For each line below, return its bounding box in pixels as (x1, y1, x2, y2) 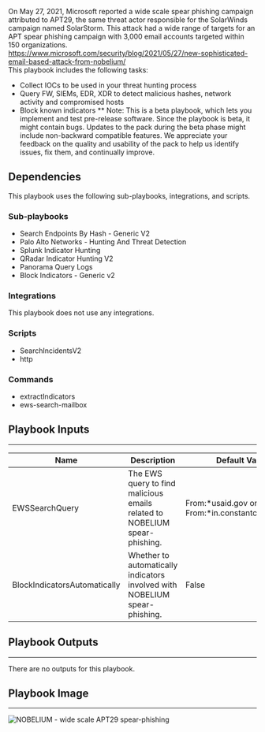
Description (130, 455, 176, 466)
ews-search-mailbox (19, 400, 88, 409)
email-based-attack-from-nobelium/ (8, 57, 126, 66)
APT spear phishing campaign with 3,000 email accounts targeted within (8, 32, 244, 41)
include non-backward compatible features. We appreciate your (19, 131, 228, 140)
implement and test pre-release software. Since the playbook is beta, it (19, 114, 251, 123)
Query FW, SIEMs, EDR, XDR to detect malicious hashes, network (19, 89, 232, 98)
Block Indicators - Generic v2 (19, 271, 116, 281)
